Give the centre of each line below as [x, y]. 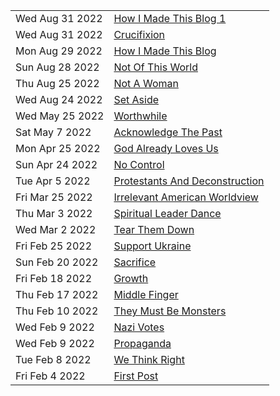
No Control [139, 164]
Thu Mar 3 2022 [54, 213]
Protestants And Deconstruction [189, 181]
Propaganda [142, 343]
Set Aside [136, 99]
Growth [131, 278]
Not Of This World [155, 67]
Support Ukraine [152, 246]
